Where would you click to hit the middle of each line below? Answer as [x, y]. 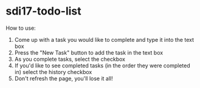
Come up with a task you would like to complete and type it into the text [104, 39]
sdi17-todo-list [43, 11]
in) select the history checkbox [53, 72]
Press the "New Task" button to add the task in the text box [89, 52]
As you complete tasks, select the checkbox [70, 59]
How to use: [21, 28]
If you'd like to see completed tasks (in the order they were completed [102, 66]
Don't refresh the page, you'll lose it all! [64, 78]
